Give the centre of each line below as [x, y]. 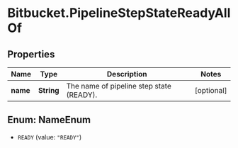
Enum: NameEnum [49, 120]
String [49, 90]
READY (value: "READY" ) [50, 137]
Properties [31, 54]
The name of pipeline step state [119, 86]
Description [127, 74]
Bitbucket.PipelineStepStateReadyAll [119, 13]
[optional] [211, 90]
